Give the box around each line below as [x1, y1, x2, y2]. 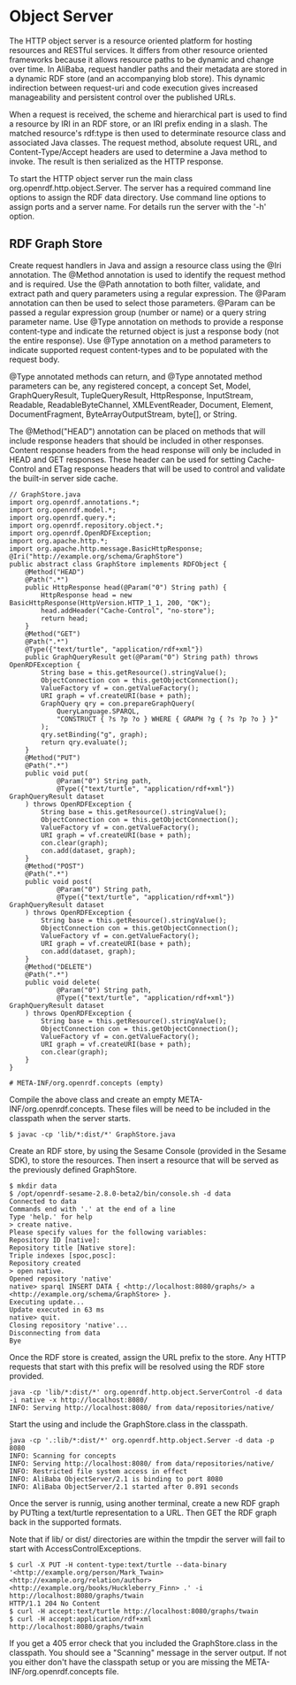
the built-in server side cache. [9, 473, 119, 483]
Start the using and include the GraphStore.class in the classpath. [9, 1419, 248, 1429]
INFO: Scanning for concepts [9, 1451, 117, 1460]
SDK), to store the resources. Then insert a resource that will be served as [9, 1155, 279, 1166]
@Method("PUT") [25, 753, 81, 762]
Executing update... [9, 1297, 86, 1306]
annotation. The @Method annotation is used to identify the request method [9, 269, 285, 280]
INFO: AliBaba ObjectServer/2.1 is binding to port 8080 [9, 1474, 224, 1483]
